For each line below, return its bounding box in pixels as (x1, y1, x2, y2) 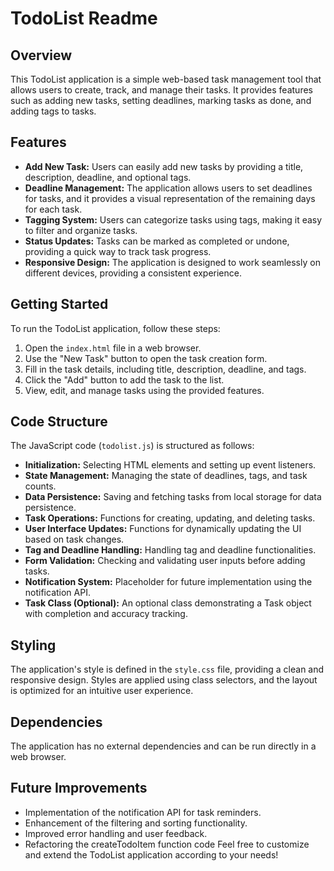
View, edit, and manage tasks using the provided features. (24, 384, 265, 396)
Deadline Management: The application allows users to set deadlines (24, 182, 313, 194)
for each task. (24, 203, 83, 215)
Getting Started (10, 296, 109, 313)
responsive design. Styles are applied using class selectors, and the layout (10, 674, 318, 686)
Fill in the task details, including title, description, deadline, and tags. (24, 363, 307, 375)
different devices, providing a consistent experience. (24, 267, 242, 279)
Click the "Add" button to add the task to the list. (24, 373, 225, 386)
